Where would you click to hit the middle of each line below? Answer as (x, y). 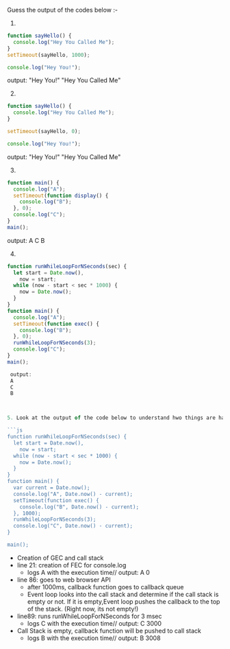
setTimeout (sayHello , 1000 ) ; (49, 55)
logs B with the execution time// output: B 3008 (94, 638)
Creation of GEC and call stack (60, 558)
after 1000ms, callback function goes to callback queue (105, 587)
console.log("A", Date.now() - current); (73, 494)
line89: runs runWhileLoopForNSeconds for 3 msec (89, 616)
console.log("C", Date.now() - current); (73, 526)
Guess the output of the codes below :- (63, 10)
